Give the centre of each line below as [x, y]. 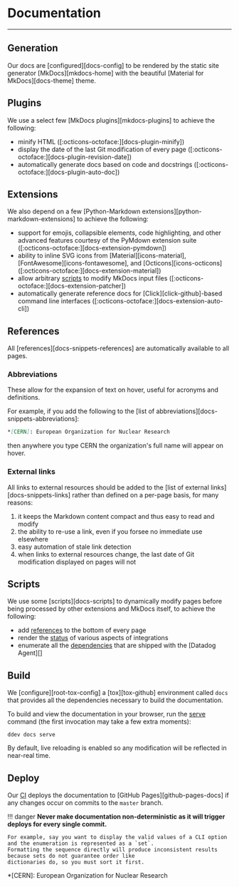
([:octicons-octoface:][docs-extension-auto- [158, 301]
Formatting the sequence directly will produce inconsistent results [113, 850]
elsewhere [33, 539]
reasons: [20, 502]
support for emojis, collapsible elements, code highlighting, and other [119, 233]
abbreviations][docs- [187, 411]
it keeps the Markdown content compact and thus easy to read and [116, 516]
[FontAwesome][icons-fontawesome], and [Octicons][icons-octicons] [120, 263]
